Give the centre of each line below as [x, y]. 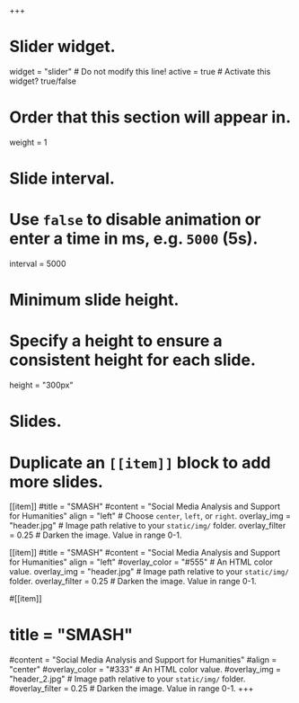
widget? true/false [43, 81]
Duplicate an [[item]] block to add [140, 463]
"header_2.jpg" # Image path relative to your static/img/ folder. [128, 679]
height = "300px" [41, 385]
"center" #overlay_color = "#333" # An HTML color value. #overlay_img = [145, 670]
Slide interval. [62, 178]
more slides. [56, 481]
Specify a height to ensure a [116, 341]
